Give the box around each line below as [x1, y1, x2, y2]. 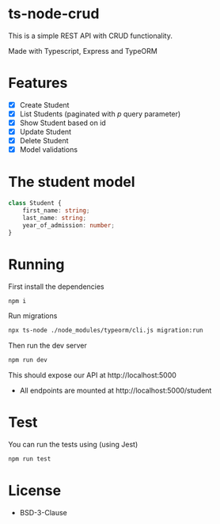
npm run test [8, 455, 51, 463]
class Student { [8, 199, 62, 207]
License [8, 482, 62, 499]
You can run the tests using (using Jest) [8, 440, 138, 450]
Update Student [19, 127, 72, 137]
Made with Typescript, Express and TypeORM [8, 46, 158, 55]
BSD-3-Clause [19, 507, 67, 517]
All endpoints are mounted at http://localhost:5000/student [19, 385, 212, 396]
